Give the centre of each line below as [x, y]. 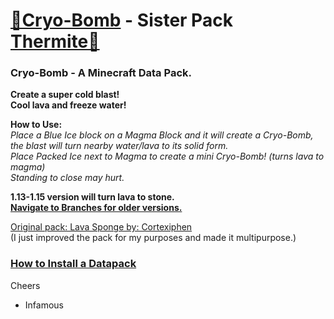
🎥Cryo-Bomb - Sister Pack [121, 20]
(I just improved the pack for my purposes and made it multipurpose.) [153, 238]
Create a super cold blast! [65, 95]
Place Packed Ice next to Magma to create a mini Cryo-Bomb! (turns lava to [167, 156]
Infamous [44, 305]
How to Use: [36, 125]
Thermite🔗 [55, 41]
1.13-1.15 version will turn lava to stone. [92, 197]
